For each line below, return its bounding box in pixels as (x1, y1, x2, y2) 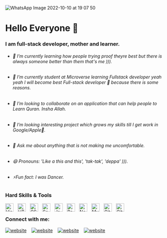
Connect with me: (5, 216, 50, 223)
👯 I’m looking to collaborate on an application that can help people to (12, 100, 157, 106)
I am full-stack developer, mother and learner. (5, 40, 120, 47)
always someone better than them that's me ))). (12, 58, 113, 64)
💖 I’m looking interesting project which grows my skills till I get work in (12, 121, 158, 127)
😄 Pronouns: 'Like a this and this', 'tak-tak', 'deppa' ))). (12, 158, 128, 164)
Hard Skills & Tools (5, 192, 52, 199)
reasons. (12, 85, 31, 91)
